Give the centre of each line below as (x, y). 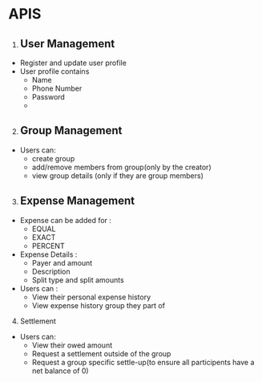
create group (53, 158)
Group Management (71, 130)
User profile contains (54, 71)
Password (48, 97)
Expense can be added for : (66, 220)
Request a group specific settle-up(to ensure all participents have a (143, 362)
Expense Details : (48, 254)
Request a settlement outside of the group (101, 353)
